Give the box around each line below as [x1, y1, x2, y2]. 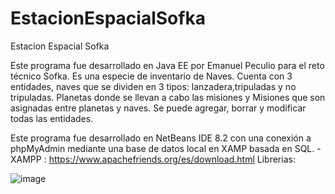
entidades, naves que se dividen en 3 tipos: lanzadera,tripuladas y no [10, 80, 297, 92]
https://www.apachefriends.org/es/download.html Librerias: [48, 153, 296, 165]
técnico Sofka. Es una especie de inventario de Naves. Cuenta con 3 [10, 70, 293, 82]
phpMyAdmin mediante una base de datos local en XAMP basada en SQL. [10, 142, 315, 154]
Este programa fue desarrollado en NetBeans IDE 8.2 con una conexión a [10, 132, 312, 144]
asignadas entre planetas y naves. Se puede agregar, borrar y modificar [10, 102, 307, 114]
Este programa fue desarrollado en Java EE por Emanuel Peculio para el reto [10, 59, 325, 71]
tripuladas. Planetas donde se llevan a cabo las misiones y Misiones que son [10, 91, 326, 103]
